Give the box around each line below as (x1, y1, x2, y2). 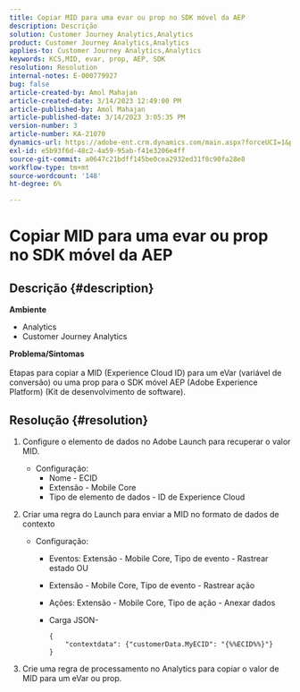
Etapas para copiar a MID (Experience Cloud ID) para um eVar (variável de (9, 368, 282, 379)
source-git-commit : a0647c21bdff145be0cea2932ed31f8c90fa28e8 (9, 154, 246, 164)
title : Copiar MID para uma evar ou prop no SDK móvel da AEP (9, 13, 246, 22)
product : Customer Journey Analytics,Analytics (9, 38, 190, 47)
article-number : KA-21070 (9, 130, 105, 139)
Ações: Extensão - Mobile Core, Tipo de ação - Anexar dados (48, 597, 276, 608)
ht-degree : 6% (9, 180, 62, 189)
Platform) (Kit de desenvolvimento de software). (9, 387, 186, 397)
